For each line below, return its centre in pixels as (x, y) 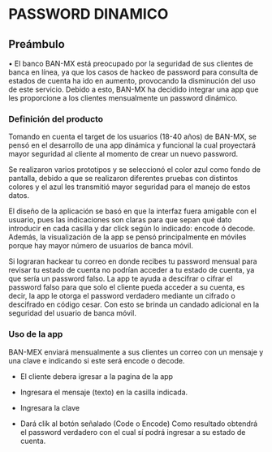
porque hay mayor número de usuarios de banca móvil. (101, 246)
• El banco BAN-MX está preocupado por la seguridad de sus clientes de (131, 63)
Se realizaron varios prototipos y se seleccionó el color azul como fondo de (135, 170)
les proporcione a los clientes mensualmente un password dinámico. (123, 98)
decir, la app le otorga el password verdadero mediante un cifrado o (122, 296)
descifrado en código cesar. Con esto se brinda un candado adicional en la (134, 304)
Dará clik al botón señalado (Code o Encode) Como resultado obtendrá (139, 424)
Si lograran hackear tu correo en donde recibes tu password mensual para (133, 261)
